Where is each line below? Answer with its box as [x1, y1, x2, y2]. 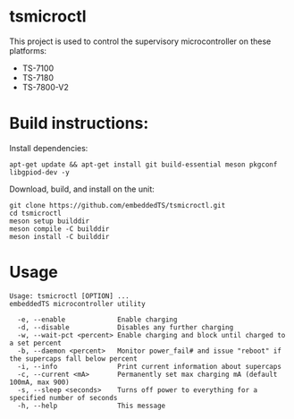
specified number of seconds [9, 393, 118, 402]
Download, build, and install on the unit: [9, 184, 155, 194]
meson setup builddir [9, 217, 90, 226]
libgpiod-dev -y [9, 167, 70, 176]
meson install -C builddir [9, 232, 110, 241]
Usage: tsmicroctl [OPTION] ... [9, 291, 130, 301]
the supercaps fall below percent [9, 354, 139, 363]
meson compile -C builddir [9, 224, 110, 234]
